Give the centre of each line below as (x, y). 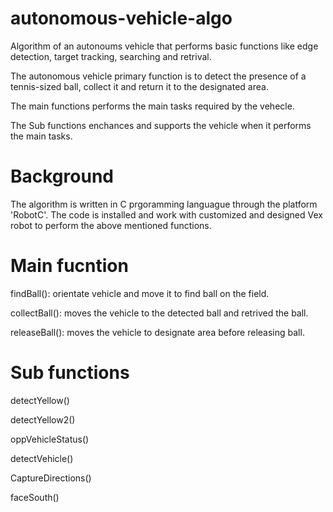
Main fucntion (69, 266)
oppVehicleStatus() (50, 439)
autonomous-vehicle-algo (121, 18)
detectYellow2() (43, 419)
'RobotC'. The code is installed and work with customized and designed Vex (166, 214)
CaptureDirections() (51, 478)
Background (62, 176)
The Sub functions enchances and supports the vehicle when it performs (161, 125)
